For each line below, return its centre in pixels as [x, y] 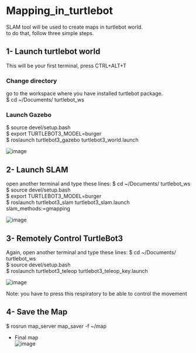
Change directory [32, 81]
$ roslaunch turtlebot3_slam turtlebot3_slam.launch [68, 202]
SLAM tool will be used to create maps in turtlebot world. [75, 27]
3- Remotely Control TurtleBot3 [65, 238]
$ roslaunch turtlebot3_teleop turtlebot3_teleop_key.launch [77, 271]
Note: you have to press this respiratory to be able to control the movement [97, 293]
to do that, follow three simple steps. [50, 33]
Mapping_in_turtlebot [59, 11]
